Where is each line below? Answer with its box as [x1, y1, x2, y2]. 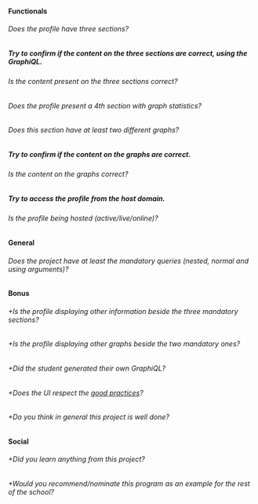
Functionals [8, 6, 48, 16]
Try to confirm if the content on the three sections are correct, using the [8, 48, 248, 58]
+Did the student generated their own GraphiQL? [8, 363, 166, 373]
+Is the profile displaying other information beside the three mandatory [8, 306, 238, 316]
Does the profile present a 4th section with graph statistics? [8, 100, 202, 110]
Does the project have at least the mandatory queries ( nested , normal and [8, 256, 249, 265]
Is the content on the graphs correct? [8, 170, 129, 179]
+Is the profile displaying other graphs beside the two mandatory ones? [8, 339, 241, 349]
